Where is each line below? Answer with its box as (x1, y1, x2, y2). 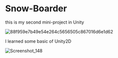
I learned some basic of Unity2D (5, 38, 72, 44)
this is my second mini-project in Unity (5, 19, 85, 25)
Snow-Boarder (5, 3, 67, 14)
